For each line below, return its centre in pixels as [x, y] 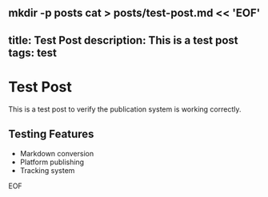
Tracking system [47, 170]
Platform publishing [52, 162]
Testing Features [51, 134]
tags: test [33, 52]
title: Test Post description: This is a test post [123, 40]
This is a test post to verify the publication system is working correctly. [125, 109]
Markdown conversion [57, 153]
